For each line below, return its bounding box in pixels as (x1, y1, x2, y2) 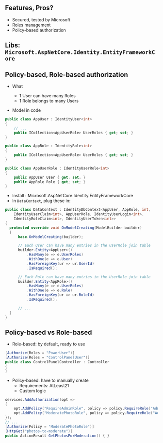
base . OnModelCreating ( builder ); (17, 234, 83, 239)
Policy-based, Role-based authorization (5, 70, 129, 79)
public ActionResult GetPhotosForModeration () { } (5, 433, 110, 438)
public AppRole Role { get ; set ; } (14, 179, 86, 184)
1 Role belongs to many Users (19, 98, 79, 104)
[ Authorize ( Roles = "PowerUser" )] (5, 351, 75, 356)
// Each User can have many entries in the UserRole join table (17, 243, 151, 248)
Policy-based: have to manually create (12, 377, 89, 383)
